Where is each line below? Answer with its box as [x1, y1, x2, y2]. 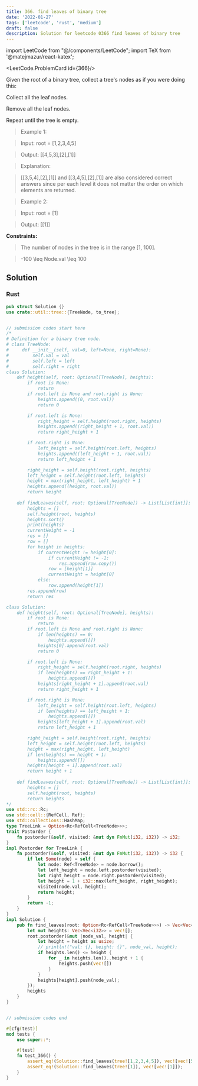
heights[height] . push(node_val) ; [37, 977, 120, 983]
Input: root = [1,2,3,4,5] [20, 140, 77, 147]
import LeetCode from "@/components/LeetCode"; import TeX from [6, 47, 171, 54]
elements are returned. [20, 187, 77, 194]
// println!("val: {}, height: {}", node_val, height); [37, 944, 178, 950]
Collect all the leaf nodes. [6, 94, 68, 101]
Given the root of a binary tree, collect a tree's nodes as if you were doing [6, 76, 185, 83]
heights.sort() [27, 516, 65, 522]
